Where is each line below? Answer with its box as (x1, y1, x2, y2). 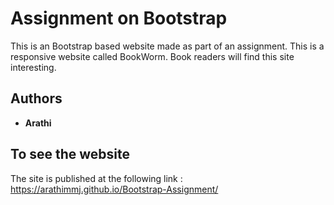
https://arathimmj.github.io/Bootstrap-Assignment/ (10, 183, 219, 195)
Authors (10, 90, 63, 107)
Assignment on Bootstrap (10, 7, 228, 30)
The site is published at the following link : (10, 172, 183, 184)
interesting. (10, 61, 57, 73)
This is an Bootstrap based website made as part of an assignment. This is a (10, 40, 325, 52)
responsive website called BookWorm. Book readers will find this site (10, 50, 295, 62)
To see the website (10, 146, 131, 163)
